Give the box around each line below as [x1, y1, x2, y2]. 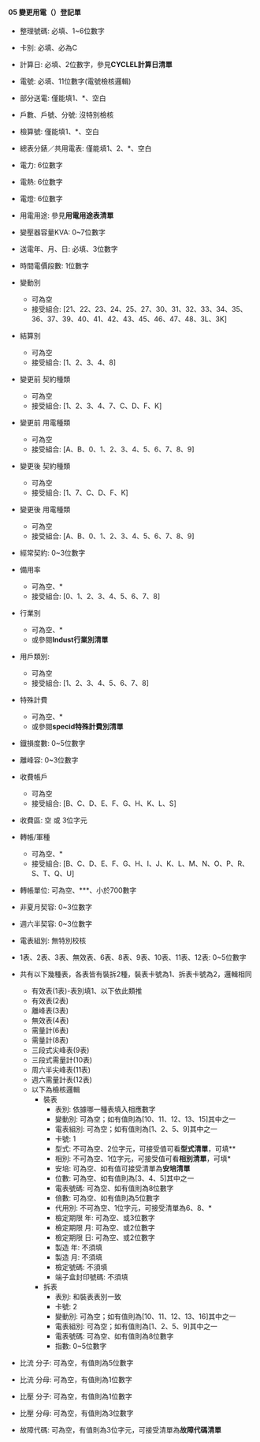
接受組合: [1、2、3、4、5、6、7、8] [31, 679, 150, 688]
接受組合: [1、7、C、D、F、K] [31, 488, 128, 497]
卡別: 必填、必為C [19, 43, 77, 53]
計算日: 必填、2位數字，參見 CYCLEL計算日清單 [19, 60, 173, 69]
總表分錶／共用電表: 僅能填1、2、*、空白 [19, 144, 152, 153]
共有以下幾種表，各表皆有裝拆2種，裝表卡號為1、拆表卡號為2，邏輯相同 [19, 969, 252, 979]
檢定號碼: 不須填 [54, 1263, 108, 1272]
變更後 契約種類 [19, 462, 71, 471]
